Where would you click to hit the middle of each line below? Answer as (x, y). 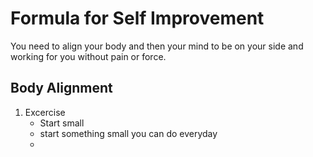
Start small (62, 123)
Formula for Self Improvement (137, 18)
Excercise (45, 112)
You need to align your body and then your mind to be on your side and (157, 46)
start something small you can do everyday (128, 133)
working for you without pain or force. (88, 56)
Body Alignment (61, 88)
